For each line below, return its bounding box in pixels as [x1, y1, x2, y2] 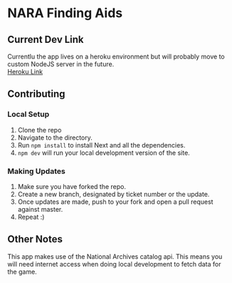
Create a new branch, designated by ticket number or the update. [17, 190, 210, 198]
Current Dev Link [7, 34, 84, 46]
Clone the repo [17, 125, 62, 134]
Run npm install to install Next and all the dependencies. [17, 140, 186, 149]
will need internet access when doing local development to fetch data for [7, 259, 221, 268]
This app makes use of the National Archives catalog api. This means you [7, 252, 223, 261]
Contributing [7, 88, 65, 101]
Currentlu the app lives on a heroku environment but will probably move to [7, 52, 226, 61]
